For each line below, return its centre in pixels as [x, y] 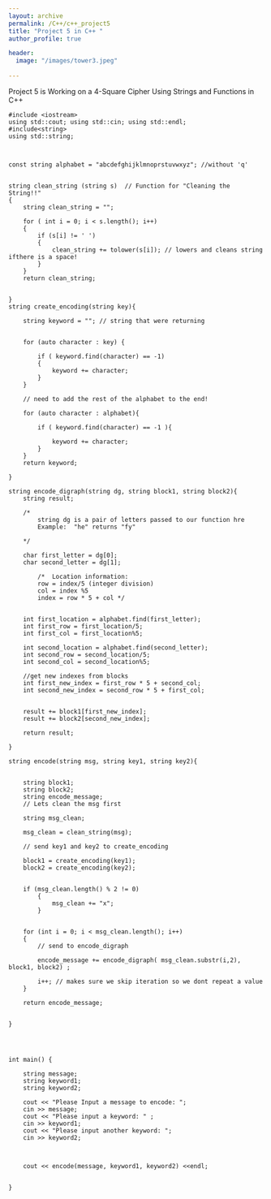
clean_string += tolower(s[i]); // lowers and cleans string [157, 250]
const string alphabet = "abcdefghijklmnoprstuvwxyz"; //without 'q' [129, 164]
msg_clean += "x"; [83, 903]
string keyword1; [52, 1080]
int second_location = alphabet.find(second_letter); [116, 647]
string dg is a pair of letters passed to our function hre [141, 520]
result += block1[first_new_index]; [85, 711]
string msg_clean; [54, 818]
